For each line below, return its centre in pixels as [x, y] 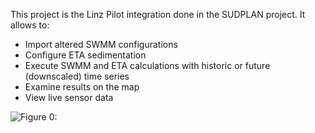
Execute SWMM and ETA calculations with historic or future [147, 65]
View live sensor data [69, 97]
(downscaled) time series [77, 76]
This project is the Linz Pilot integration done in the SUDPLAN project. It [158, 14]
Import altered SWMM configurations [101, 44]
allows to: [30, 25]
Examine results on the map [82, 87]
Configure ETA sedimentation [85, 55]
